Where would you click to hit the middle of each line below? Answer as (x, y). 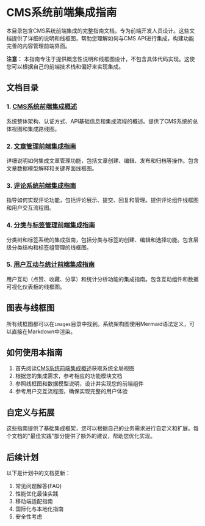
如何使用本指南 (34, 353)
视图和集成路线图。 (35, 128)
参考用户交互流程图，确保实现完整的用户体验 (71, 391)
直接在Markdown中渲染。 (44, 332)
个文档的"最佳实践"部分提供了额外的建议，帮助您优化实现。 (81, 436)
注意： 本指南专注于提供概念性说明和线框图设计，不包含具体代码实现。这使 (101, 59)
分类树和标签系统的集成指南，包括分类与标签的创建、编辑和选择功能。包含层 (103, 240)
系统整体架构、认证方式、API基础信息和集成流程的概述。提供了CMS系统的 (100, 121)
